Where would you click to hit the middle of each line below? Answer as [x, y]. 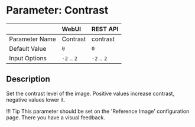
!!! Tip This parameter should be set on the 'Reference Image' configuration [98, 111]
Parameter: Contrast [57, 10]
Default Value [28, 48]
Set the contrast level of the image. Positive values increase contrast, [90, 93]
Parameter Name [32, 39]
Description [28, 79]
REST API [105, 29]
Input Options [28, 58]
